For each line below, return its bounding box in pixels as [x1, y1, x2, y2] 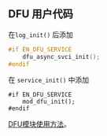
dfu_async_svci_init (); [22, 53, 101, 61]
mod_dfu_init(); [22, 97, 76, 106]
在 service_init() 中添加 [8, 75, 90, 85]
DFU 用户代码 [8, 7, 73, 21]
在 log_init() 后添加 [8, 30, 73, 39]
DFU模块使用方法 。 [8, 119, 71, 129]
